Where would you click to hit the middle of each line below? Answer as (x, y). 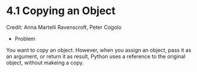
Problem (25, 38)
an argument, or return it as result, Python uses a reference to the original (96, 56)
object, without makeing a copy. (45, 63)
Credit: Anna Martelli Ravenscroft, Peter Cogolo (64, 27)
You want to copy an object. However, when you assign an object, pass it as (99, 50)
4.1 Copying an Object (61, 11)
